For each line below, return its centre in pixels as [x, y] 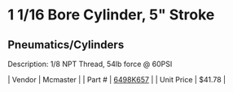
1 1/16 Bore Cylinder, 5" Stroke [111, 15]
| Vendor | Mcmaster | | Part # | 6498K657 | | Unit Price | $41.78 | [116, 79]
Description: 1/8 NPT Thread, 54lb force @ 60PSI [90, 64]
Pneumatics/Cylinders [66, 45]
